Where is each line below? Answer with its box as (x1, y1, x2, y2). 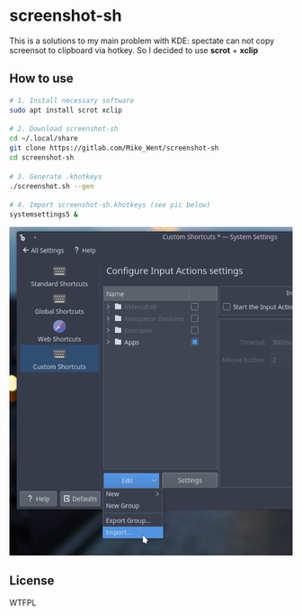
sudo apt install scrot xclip (9, 106, 123, 115)
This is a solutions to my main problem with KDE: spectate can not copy (9, 35, 275, 46)
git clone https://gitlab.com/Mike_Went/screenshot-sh (9, 143, 219, 153)
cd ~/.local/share (9, 134, 78, 143)
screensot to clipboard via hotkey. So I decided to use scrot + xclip (9, 44, 259, 55)
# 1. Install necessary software (9, 96, 135, 105)
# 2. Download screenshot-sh (9, 124, 119, 133)
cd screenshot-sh (9, 153, 75, 162)
